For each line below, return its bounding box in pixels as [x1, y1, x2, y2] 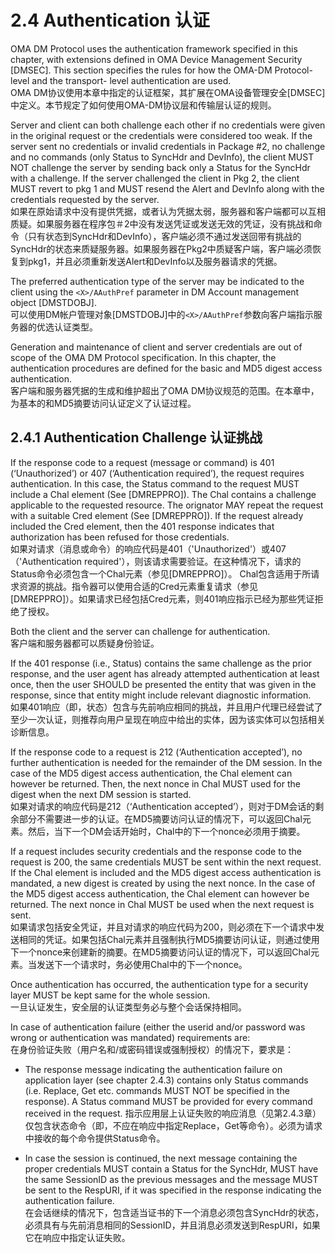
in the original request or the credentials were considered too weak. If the [10, 129, 313, 141]
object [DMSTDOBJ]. [10, 296, 97, 308]
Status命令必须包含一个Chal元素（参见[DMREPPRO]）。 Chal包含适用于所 [10, 567, 312, 580]
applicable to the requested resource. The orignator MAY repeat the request [10, 499, 324, 511]
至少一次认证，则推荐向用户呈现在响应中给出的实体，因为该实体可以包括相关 [10, 713, 326, 725]
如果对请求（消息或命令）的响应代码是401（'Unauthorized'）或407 [10, 542, 287, 555]
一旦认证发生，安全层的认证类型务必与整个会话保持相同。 [10, 1001, 247, 1013]
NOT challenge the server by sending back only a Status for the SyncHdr [10, 161, 311, 173]
